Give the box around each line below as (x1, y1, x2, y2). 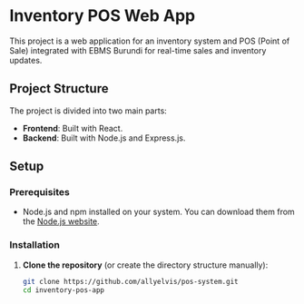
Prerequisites (9, 186, 70, 199)
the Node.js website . (22, 216, 100, 227)
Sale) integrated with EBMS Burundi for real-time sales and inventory (9, 44, 267, 55)
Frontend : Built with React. (22, 123, 123, 133)
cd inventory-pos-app (22, 285, 104, 295)
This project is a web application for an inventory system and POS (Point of (9, 35, 290, 46)
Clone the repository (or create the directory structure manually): (22, 260, 269, 270)
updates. (9, 54, 43, 65)
